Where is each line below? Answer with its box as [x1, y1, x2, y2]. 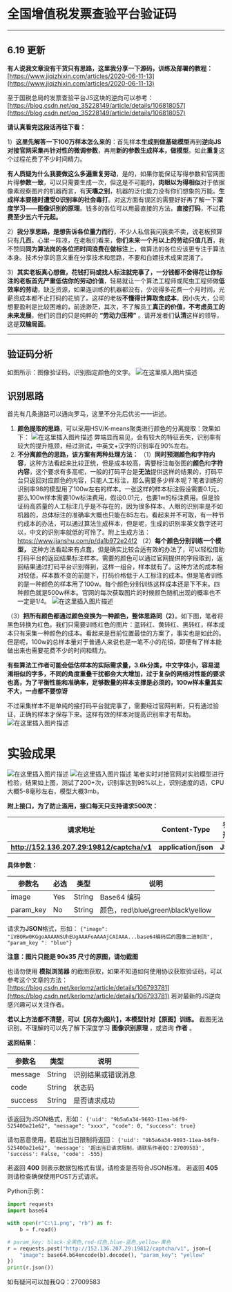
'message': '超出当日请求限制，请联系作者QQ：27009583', [53, 1145, 205, 1152]
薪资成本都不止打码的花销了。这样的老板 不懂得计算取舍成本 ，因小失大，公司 [7, 294, 225, 302]
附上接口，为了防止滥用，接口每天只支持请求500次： [7, 802, 159, 810]
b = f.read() [19, 1226, 57, 1233]
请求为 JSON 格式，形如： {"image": [7, 924, 108, 933]
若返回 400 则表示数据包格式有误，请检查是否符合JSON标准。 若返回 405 [7, 1163, 218, 1172]
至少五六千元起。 [12, 212, 62, 221]
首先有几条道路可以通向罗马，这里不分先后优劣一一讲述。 [7, 410, 171, 418]
